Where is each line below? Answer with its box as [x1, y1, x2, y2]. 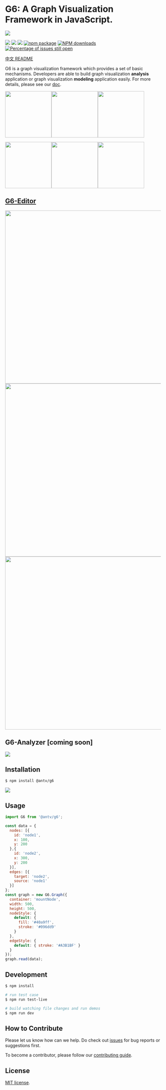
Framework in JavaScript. [5, 14, 113, 25]
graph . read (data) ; [5, 957, 43, 962]
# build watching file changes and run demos [5, 1006, 100, 1011]
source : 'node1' [14, 878, 48, 883]
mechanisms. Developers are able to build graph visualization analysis [5, 71, 149, 77]
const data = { [5, 823, 37, 828]
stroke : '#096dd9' [18, 924, 56, 930]
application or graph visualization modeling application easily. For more [5, 76, 151, 82]
